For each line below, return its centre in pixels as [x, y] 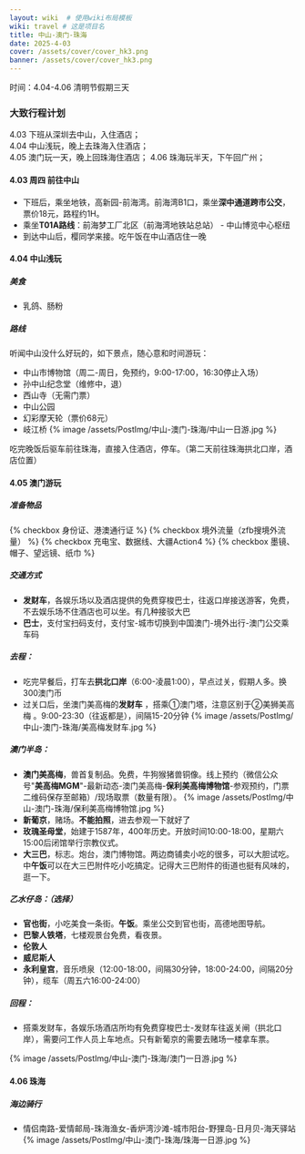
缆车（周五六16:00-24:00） [94, 981]
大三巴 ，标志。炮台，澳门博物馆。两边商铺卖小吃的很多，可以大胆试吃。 [158, 853]
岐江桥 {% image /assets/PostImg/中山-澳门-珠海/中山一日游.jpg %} [150, 430]
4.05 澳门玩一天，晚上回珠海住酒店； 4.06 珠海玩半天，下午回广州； [137, 158]
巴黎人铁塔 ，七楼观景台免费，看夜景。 [94, 935]
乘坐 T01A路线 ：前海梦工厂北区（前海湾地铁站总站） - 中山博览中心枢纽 [156, 225]
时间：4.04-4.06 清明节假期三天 [70, 87]
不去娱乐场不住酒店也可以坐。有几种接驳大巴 [107, 611]
